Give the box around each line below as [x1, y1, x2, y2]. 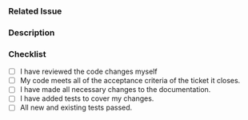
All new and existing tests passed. [19, 102, 133, 113]
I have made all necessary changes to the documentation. [19, 85, 211, 94]
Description [8, 26, 55, 38]
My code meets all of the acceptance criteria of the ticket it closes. [19, 76, 241, 86]
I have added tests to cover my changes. [19, 94, 154, 103]
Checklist [8, 48, 46, 59]
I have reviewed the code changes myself [19, 66, 158, 77]
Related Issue [8, 6, 62, 17]
